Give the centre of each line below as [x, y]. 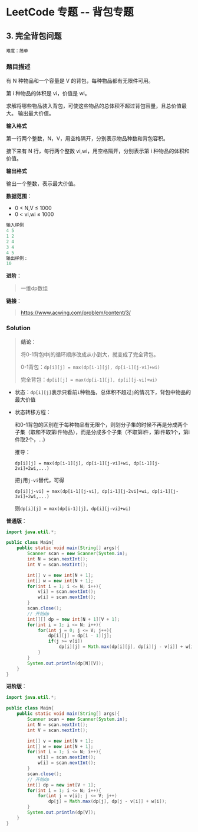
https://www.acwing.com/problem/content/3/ [76, 313]
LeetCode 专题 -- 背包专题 [70, 12]
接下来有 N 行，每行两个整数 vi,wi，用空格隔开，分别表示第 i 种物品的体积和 [98, 151]
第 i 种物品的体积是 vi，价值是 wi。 [48, 93]
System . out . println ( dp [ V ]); [62, 812]
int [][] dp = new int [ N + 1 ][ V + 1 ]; [74, 619]
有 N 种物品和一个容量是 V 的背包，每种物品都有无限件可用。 [80, 81]
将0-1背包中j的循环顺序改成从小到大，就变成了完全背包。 [90, 354]
